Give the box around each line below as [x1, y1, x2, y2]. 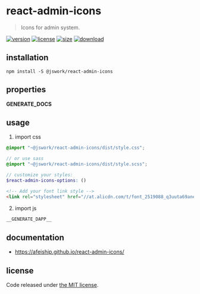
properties [6, 85, 46, 95]
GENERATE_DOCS [6, 100, 52, 108]
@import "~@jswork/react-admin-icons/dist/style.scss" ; [6, 161, 148, 167]
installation [6, 52, 49, 63]
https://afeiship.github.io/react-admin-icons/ [14, 248, 124, 255]
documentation [6, 232, 64, 242]
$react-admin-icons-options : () [6, 177, 86, 183]
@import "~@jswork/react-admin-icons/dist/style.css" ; [6, 145, 145, 151]
